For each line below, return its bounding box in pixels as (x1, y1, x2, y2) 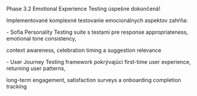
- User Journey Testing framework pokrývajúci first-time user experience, (6, 59, 191, 65)
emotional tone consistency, (6, 35, 77, 42)
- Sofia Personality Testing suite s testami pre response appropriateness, (6, 28, 189, 36)
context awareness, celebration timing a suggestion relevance (6, 46, 162, 54)
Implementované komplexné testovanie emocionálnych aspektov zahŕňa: (6, 17, 188, 24)
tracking (6, 83, 27, 90)
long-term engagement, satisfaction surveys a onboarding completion (6, 77, 181, 83)
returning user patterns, (6, 65, 65, 72)
